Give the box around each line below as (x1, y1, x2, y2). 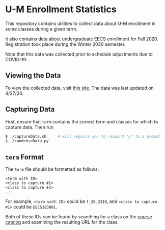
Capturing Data (5, 105, 55, 114)
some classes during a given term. (5, 25, 78, 32)
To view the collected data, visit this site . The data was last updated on (5, 85, 154, 91)
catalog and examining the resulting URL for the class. (5, 219, 119, 225)
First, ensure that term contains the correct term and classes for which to (5, 118, 158, 124)
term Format (5, 152, 44, 161)
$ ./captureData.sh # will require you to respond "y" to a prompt (5, 134, 160, 139)
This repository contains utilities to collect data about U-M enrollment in (5, 20, 156, 27)
